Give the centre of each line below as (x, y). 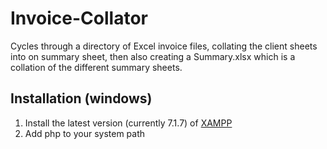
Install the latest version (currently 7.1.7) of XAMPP (128, 123)
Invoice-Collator (79, 18)
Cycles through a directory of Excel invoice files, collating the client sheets (164, 46)
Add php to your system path (85, 133)
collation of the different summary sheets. (96, 67)
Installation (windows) (81, 98)
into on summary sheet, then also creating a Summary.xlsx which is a (153, 56)
